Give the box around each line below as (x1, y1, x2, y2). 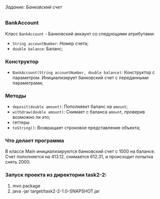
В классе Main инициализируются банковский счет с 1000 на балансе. (5, 148, 156, 154)
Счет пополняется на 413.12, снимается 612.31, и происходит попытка (5, 154, 154, 160)
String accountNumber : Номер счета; (12, 40, 88, 46)
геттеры (12, 119, 30, 125)
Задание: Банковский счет (5, 4, 63, 10)
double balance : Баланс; (12, 45, 63, 52)
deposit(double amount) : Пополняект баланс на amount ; (12, 103, 128, 109)
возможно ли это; (12, 114, 51, 120)
